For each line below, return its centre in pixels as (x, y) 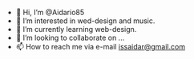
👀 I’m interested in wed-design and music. (85, 21)
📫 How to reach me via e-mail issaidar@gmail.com (101, 47)
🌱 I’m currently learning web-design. (76, 29)
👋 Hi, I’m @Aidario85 (50, 12)
